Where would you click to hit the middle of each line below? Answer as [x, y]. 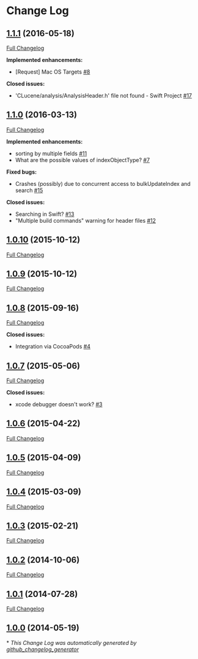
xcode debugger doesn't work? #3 [59, 404]
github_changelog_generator [43, 649]
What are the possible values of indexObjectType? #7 [82, 160]
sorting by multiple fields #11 [51, 153]
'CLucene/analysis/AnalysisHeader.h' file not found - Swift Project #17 [104, 95]
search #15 [29, 190]
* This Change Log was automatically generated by [71, 642]
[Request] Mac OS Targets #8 [53, 72]
